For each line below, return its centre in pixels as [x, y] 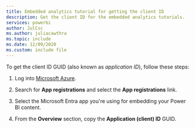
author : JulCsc [25, 28]
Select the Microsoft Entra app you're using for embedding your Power [100, 101]
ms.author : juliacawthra [36, 34]
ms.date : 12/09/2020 [31, 45]
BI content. [28, 107]
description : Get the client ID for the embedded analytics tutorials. [95, 17]
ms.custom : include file [36, 50]
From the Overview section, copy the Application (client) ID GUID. [95, 119]
